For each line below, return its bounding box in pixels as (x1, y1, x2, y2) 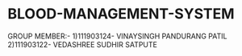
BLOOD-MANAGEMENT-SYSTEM (7, 5, 235, 23)
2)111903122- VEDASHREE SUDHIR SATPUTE (7, 39, 158, 49)
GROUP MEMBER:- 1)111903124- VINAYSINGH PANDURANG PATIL (7, 31, 227, 41)
